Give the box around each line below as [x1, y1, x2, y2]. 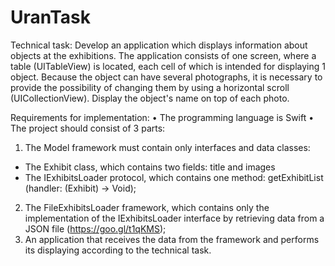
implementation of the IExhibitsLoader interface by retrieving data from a [24, 212, 325, 224]
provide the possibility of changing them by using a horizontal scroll [10, 81, 290, 93]
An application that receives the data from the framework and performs [24, 233, 320, 245]
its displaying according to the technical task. [24, 244, 212, 256]
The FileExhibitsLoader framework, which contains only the [24, 201, 270, 213]
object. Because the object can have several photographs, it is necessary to [10, 71, 323, 83]
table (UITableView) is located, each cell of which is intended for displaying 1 [10, 60, 326, 72]
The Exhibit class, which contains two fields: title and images [24, 161, 276, 173]
